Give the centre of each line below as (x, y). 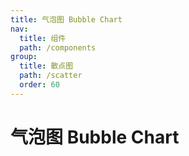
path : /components (58, 47)
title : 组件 (43, 38)
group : (24, 57)
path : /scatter (51, 76)
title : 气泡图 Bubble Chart (66, 19)
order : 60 (39, 85)
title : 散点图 (46, 66)
